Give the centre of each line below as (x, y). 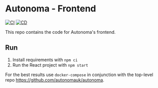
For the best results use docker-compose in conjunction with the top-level (79, 75)
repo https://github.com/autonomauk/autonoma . (55, 80)
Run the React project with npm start (50, 65)
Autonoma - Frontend (51, 9)
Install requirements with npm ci (45, 60)
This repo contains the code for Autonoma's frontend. (61, 32)
